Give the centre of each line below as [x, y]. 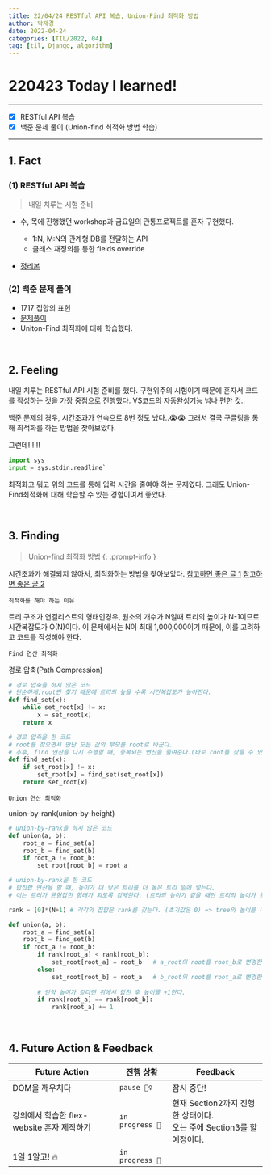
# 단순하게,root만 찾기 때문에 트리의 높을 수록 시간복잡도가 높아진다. [110, 692]
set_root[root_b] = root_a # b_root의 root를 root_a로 [146, 977]
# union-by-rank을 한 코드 [50, 881]
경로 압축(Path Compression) [56, 670]
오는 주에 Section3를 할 [215, 1127]
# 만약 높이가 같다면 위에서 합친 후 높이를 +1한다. [112, 992]
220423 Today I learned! [93, 86]
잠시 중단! [190, 1088]
